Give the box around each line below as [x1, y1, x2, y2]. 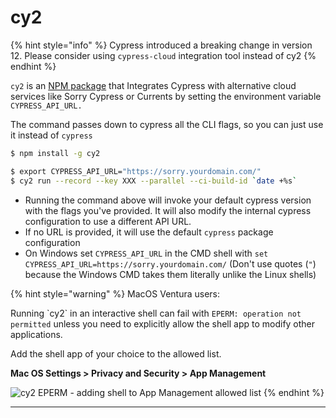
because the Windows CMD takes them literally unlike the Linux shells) [24, 268, 317, 280]
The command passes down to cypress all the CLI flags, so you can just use [10, 118, 324, 130]
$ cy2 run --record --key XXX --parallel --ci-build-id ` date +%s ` [10, 176, 298, 186]
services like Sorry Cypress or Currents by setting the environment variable [10, 90, 322, 102]
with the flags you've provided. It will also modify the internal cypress [24, 204, 312, 216]
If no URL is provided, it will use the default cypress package [24, 226, 274, 238]
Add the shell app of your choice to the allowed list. [10, 347, 222, 360]
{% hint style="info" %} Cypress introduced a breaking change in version [10, 39, 313, 51]
